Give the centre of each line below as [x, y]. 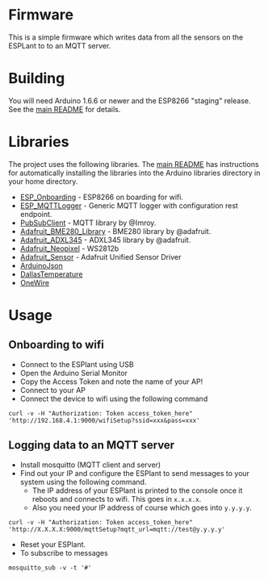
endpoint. [36, 214]
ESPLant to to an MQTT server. [60, 45]
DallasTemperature [51, 274]
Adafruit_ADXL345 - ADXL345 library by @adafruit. [105, 240]
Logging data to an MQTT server [92, 445]
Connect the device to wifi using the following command [114, 398]
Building [37, 79]
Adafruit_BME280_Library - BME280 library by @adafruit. [115, 231]
